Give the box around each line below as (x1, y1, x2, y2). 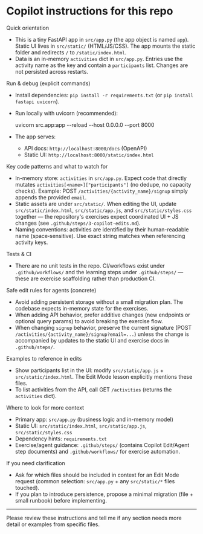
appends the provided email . (14, 193, 87, 201)
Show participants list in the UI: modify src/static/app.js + (14, 367, 164, 374)
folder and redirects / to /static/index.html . (14, 48, 127, 56)
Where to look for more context (6, 404, 85, 411)
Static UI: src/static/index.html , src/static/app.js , (14, 422, 147, 429)
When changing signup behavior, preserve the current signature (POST (14, 324, 192, 331)
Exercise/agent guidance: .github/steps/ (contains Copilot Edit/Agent (14, 441, 190, 448)
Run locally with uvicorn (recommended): (14, 109, 118, 117)
